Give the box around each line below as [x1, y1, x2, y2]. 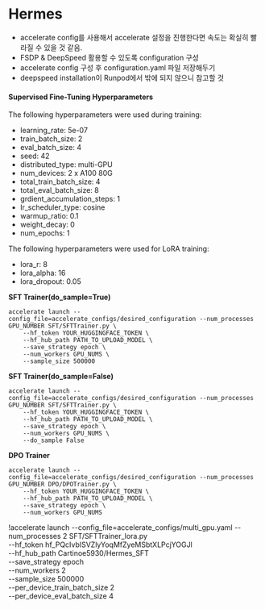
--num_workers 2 [8, 565, 66, 575]
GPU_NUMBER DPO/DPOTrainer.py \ [8, 481, 117, 489]
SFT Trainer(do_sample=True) [8, 292, 111, 302]
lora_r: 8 [19, 260, 48, 269]
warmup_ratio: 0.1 [19, 211, 79, 221]
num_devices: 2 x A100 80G [19, 169, 113, 178]
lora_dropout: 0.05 [19, 277, 82, 286]
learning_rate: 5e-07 [19, 126, 89, 136]
